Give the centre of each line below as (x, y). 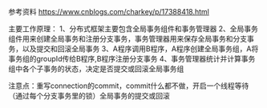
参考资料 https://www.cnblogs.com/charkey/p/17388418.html (109, 12)
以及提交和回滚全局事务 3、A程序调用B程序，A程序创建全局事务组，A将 (140, 49)
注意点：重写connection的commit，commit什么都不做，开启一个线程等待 (129, 86)
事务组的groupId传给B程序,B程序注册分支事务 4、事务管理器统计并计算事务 (132, 59)
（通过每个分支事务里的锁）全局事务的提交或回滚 (89, 96)
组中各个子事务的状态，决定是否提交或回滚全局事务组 (96, 69)
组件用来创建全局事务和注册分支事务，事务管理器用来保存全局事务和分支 (127, 39)
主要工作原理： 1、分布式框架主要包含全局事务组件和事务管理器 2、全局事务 (133, 29)
